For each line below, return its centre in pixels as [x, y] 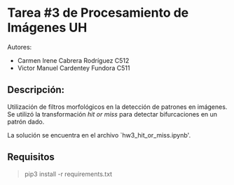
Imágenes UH [47, 28]
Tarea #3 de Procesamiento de [98, 13]
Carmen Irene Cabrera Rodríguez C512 [73, 60]
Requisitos [31, 157]
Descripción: [36, 90]
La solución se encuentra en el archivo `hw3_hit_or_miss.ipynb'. [99, 135]
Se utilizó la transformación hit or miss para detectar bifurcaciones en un [112, 114]
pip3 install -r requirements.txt [68, 174]
